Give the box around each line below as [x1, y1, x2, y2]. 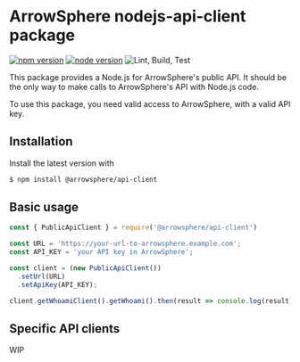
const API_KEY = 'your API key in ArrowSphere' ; [9, 248, 194, 257]
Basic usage [9, 200, 79, 215]
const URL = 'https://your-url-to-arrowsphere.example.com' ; [9, 239, 242, 249]
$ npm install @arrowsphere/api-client [9, 175, 158, 184]
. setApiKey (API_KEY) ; [17, 280, 98, 289]
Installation [9, 134, 73, 149]
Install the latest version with [9, 158, 114, 169]
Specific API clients [9, 321, 121, 336]
